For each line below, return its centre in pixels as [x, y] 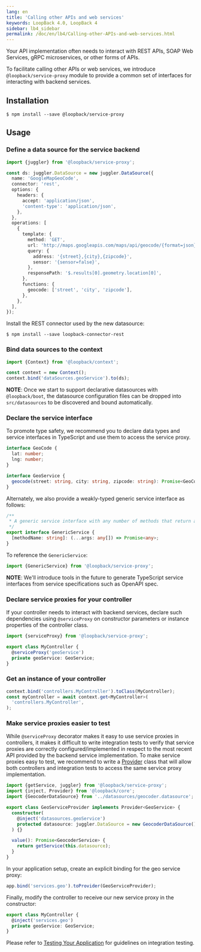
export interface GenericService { [51, 533]
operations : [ [29, 223]
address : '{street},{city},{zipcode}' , [83, 256]
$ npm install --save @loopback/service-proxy [65, 114]
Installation [28, 100]
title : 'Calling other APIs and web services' [65, 17]
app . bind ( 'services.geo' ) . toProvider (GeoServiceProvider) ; [81, 886]
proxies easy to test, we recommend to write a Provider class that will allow [99, 762]
